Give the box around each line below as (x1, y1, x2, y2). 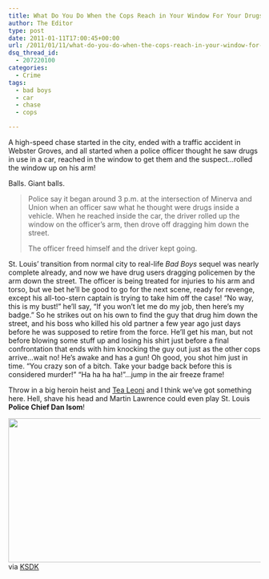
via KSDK (8, 562, 39, 571)
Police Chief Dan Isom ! (8, 402, 86, 412)
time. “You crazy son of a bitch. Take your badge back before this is (8, 361, 232, 371)
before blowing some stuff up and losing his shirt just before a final (8, 336, 230, 345)
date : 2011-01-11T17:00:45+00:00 (8, 34, 120, 42)
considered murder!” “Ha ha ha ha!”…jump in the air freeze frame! (8, 370, 225, 379)
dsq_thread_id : (8, 49, 59, 57)
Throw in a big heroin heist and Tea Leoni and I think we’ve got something (8, 385, 252, 395)
